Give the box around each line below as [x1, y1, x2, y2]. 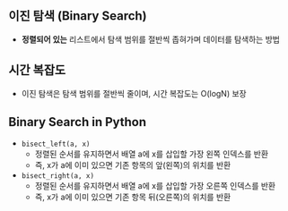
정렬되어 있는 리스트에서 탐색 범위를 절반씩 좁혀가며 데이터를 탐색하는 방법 [21, 34, 280, 45]
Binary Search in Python [8, 114, 147, 130]
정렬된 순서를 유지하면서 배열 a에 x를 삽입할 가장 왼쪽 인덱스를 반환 [34, 148, 269, 159]
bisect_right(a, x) [21, 172, 95, 181]
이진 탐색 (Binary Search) [8, 8, 147, 24]
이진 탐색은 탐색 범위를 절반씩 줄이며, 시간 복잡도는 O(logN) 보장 [21, 88, 248, 98]
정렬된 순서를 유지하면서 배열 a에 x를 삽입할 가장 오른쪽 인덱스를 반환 [34, 181, 275, 191]
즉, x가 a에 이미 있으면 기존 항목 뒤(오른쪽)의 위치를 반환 [34, 191, 231, 203]
